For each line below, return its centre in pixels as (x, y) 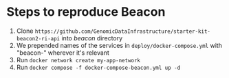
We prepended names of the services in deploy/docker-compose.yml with (119, 45)
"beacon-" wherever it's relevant (63, 53)
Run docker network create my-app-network (78, 60)
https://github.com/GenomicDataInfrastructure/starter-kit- (123, 31)
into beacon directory (92, 38)
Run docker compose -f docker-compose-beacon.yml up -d (98, 67)
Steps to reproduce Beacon (86, 12)
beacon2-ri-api (38, 38)
